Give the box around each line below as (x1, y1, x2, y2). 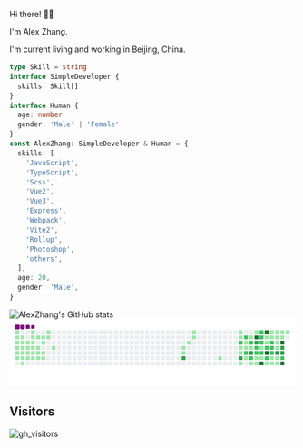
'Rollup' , (25, 234, 64, 244)
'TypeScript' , (25, 168, 79, 177)
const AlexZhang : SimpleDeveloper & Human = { (9, 139, 189, 148)
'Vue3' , (25, 196, 54, 206)
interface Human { (9, 101, 79, 110)
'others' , (25, 254, 64, 264)
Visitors (9, 404, 55, 420)
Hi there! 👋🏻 (9, 9, 54, 19)
